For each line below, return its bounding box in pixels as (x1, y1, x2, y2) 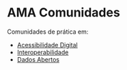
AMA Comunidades (7, 5, 121, 21)
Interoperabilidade (16, 48, 69, 56)
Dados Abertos (16, 55, 60, 63)
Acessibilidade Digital (16, 40, 79, 49)
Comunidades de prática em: (7, 27, 89, 36)
